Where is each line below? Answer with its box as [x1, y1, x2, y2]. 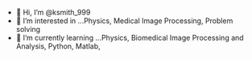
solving [15, 25, 41, 33]
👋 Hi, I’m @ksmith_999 [15, 8, 91, 17]
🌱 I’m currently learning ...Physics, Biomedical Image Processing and [15, 33, 244, 42]
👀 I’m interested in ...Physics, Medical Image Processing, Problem [15, 16, 233, 26]
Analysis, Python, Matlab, [15, 41, 101, 51]
